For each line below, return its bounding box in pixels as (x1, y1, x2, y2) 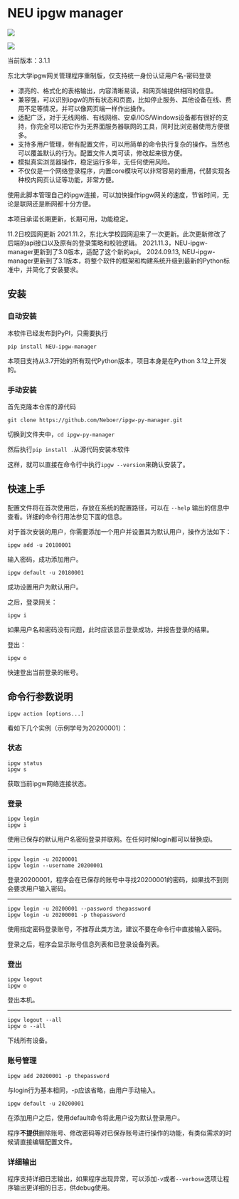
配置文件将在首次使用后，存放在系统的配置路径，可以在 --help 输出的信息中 (7, 503, 230, 512)
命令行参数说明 (7, 691, 73, 703)
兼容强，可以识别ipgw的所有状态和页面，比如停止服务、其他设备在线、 (17, 95, 225, 104)
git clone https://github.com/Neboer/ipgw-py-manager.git (7, 417, 183, 424)
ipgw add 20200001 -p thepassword (7, 1072, 110, 1079)
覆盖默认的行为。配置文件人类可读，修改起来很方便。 (30, 148, 186, 157)
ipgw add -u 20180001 (7, 541, 72, 549)
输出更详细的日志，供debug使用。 (13, 1183, 114, 1192)
